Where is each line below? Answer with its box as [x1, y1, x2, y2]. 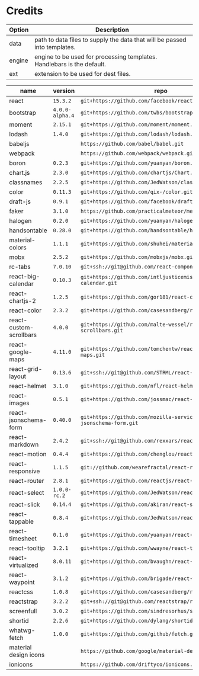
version [53, 86, 75, 95]
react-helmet [9, 382, 47, 390]
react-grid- [9, 364, 43, 373]
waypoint [9, 578, 35, 586]
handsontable [9, 226, 47, 235]
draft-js [9, 197, 31, 206]
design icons [9, 651, 45, 659]
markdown [9, 440, 39, 448]
